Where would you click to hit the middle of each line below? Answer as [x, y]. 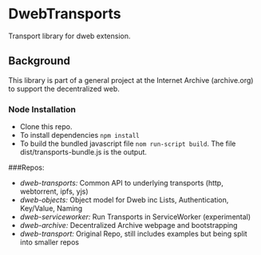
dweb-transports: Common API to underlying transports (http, [121, 183]
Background [39, 61]
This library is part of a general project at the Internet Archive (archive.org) [131, 80]
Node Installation [42, 109]
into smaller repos [49, 242]
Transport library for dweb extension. [69, 36]
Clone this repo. [46, 127]
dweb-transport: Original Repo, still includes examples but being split [133, 234]
